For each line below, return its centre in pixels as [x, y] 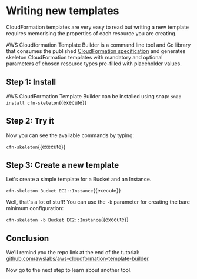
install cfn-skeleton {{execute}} [46, 102]
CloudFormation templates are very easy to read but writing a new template [98, 27]
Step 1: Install [31, 82]
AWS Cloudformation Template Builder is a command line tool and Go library [98, 45]
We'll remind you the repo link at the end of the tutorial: [73, 253]
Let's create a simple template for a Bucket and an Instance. [79, 179]
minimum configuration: [35, 208]
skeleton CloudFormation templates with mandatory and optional [84, 57]
